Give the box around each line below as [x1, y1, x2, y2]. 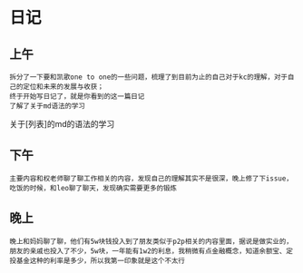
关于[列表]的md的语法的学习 [9, 119, 115, 129]
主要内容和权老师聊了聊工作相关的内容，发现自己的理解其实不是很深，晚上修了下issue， [9, 173, 293, 183]
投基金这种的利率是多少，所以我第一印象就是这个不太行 [9, 256, 186, 265]
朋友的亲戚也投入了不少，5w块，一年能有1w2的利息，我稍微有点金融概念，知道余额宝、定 [9, 246, 293, 256]
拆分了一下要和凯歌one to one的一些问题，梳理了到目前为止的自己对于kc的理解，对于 [9, 73, 288, 82]
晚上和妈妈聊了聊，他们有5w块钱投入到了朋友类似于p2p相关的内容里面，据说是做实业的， [9, 237, 293, 246]
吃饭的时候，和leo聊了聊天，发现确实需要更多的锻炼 [9, 183, 177, 192]
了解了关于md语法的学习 [9, 102, 86, 111]
